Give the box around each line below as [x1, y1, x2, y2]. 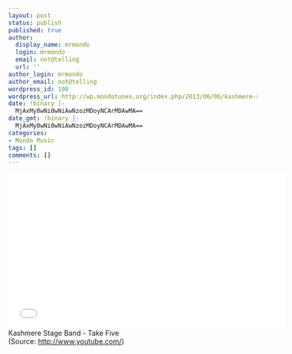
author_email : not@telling [8, 77, 97, 85]
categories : [8, 129, 47, 137]
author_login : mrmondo [8, 70, 83, 78]
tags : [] [8, 144, 37, 152]
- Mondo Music [8, 136, 55, 145]
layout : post [8, 11, 51, 20]
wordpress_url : [8, 92, 59, 100]
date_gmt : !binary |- [8, 115, 80, 122]
